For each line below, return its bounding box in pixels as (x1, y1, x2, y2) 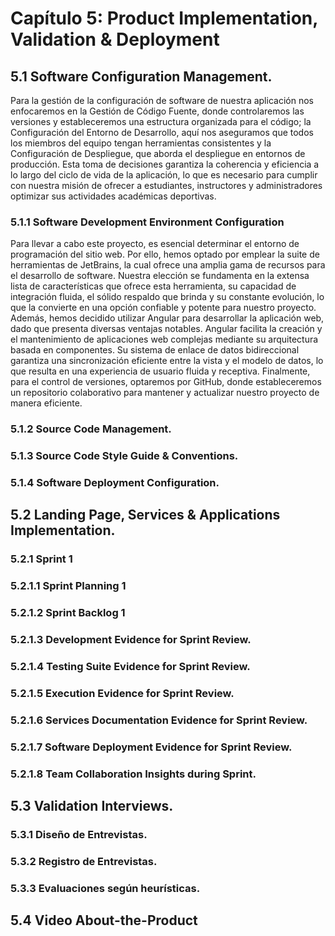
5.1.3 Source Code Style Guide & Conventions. (10, 449, 239, 463)
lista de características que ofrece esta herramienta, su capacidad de (10, 280, 297, 292)
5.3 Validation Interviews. (10, 798, 174, 815)
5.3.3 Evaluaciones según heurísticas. (10, 881, 201, 895)
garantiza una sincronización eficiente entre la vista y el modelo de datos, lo (10, 355, 324, 367)
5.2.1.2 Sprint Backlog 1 (10, 606, 126, 620)
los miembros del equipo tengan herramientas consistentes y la (10, 137, 272, 149)
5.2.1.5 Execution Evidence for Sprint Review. (10, 686, 235, 700)
